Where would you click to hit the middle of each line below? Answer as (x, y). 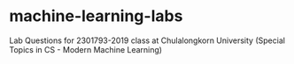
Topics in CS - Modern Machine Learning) (85, 49)
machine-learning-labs (96, 16)
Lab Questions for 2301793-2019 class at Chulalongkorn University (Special (147, 40)
